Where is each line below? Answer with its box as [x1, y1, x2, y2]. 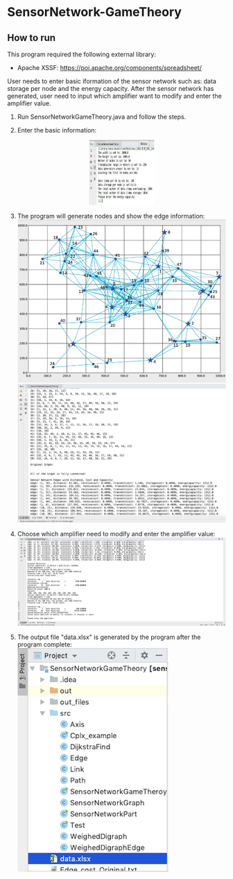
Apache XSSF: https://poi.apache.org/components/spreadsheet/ [17, 64, 202, 71]
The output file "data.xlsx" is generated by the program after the [17, 633, 201, 642]
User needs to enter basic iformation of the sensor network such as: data [7, 77, 216, 85]
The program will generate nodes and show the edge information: [17, 212, 205, 220]
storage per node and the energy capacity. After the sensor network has [7, 85, 214, 92]
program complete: [17, 640, 73, 649]
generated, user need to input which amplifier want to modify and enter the [7, 92, 222, 100]
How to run [7, 32, 56, 44]
